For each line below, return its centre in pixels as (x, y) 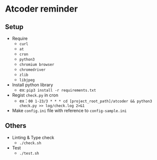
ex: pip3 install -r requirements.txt (58, 90)
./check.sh (30, 143)
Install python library (32, 85)
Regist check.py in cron (35, 95)
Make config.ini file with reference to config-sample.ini (69, 111)
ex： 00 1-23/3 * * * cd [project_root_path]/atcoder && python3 (86, 101)
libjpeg (27, 80)
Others (16, 126)
